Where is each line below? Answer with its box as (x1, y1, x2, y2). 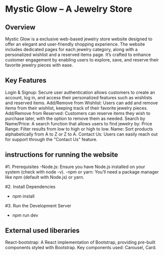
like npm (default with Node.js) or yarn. (5, 174, 85, 180)
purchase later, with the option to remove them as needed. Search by (5, 115, 145, 121)
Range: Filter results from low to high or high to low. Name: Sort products (5, 126, 153, 132)
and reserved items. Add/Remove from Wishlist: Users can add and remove (5, 100, 158, 106)
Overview (5, 23, 36, 31)
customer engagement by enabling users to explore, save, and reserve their (5, 57, 159, 62)
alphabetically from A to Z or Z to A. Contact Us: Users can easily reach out (5, 131, 158, 137)
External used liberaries (5, 227, 80, 235)
